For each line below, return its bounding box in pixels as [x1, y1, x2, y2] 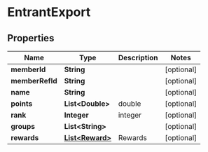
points [11, 99, 33, 109]
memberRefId [11, 76, 57, 85]
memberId [11, 64, 46, 74]
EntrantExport [7, 4, 91, 20]
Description [118, 53, 158, 62]
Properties [7, 32, 55, 44]
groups [11, 122, 36, 131]
